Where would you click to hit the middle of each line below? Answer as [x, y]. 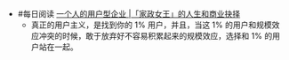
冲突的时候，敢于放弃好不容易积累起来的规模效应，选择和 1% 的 [156, 36]
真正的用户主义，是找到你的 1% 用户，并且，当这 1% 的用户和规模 [152, 25]
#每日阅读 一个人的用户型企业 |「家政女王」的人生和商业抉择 [129, 14]
